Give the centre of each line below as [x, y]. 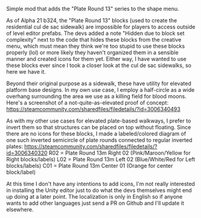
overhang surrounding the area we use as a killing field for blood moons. [97, 96]
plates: [14, 146]
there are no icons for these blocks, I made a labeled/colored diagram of [96, 133]
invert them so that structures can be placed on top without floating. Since [99, 127]
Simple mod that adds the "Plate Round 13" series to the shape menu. [93, 9]
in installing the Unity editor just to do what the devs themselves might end [99, 190]
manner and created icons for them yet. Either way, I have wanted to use [97, 59]
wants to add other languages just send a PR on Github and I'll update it [95, 203]
